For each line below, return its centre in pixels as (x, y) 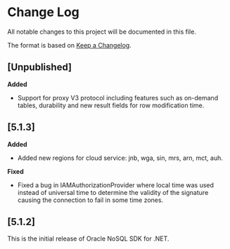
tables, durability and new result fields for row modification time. (111, 105)
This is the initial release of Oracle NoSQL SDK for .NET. (88, 238)
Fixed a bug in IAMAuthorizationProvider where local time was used (116, 185)
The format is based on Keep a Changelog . (69, 45)
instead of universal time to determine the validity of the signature (113, 192)
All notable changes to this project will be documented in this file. (102, 32)
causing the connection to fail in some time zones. (90, 200)
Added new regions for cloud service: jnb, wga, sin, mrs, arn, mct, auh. (120, 158)
